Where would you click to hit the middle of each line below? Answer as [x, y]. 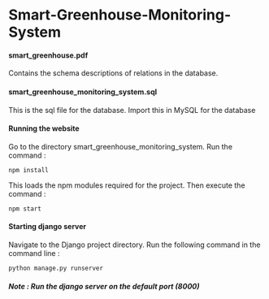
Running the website [44, 128]
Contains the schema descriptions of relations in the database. [113, 73]
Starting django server [48, 227]
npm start [25, 209]
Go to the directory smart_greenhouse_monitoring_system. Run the [121, 146]
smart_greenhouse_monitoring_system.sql [83, 92]
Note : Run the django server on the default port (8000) [104, 286]
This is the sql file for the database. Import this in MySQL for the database [132, 110]
